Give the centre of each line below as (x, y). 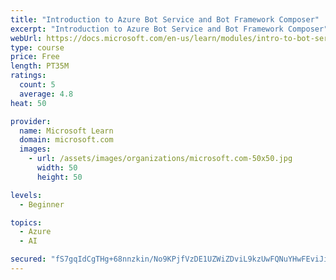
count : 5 (37, 85)
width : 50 (57, 168)
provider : (31, 121)
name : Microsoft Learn (66, 131)
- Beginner (42, 204)
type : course (37, 47)
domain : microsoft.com (66, 140)
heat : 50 (28, 103)
